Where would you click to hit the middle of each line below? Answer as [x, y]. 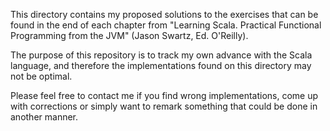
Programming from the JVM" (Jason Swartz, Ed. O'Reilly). [129, 35]
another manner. [44, 117]
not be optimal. [41, 76]
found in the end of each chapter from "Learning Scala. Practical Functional [166, 25]
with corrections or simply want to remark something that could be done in [164, 106]
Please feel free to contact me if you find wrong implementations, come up [164, 95]
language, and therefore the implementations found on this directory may [161, 65]
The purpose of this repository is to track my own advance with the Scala [161, 55]
